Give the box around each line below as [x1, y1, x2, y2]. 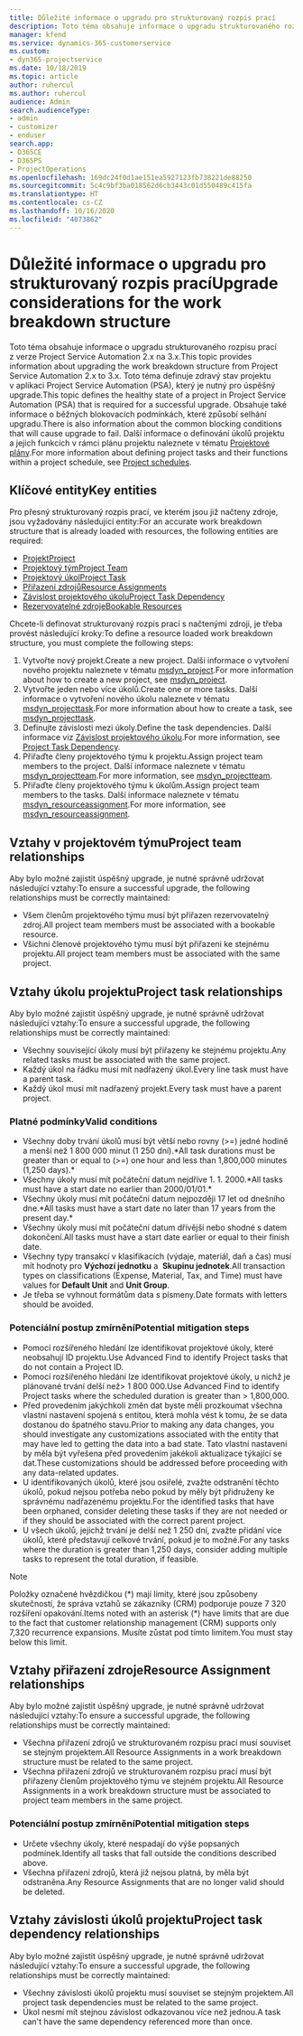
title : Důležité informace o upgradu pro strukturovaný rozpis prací [9, 13, 277, 23]
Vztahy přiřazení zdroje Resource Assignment [9, 1662, 271, 1677]
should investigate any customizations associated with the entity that [22, 1429, 280, 1440]
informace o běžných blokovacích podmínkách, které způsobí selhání [9, 408, 267, 419]
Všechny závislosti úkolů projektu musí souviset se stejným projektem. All [22, 1987, 294, 1998]
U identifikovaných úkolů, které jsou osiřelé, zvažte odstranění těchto [22, 1477, 280, 1487]
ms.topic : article [9, 72, 78, 81]
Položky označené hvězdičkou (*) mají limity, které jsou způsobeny [9, 1588, 259, 1600]
